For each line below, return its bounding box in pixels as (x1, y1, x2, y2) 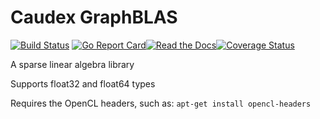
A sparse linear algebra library (10, 58, 135, 70)
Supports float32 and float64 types (10, 77, 156, 90)
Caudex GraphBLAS (10, 6, 178, 29)
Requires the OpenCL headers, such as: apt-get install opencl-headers (10, 97, 312, 109)
